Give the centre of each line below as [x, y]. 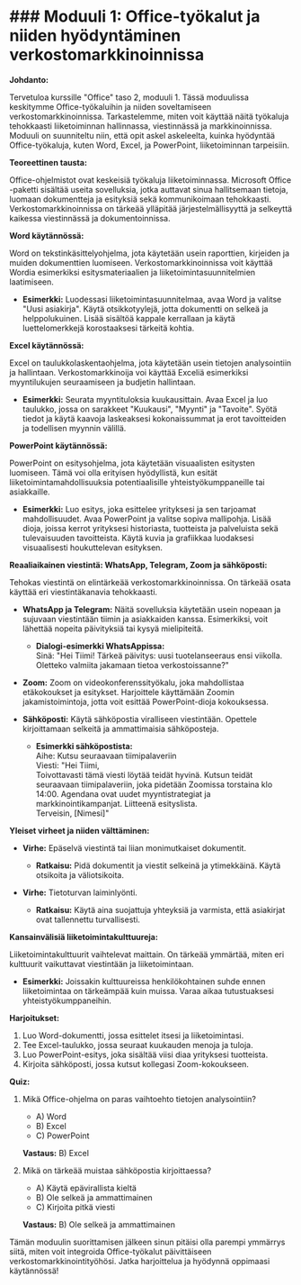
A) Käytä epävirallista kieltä [86, 1188]
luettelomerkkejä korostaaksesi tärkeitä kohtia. [108, 328]
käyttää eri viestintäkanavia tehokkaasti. [84, 592]
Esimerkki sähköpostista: [84, 746]
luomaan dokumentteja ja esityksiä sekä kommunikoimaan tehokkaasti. [140, 199]
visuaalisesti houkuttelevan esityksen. [93, 547]
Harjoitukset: [35, 1018]
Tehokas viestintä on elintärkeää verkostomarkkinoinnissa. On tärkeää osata [150, 582]
